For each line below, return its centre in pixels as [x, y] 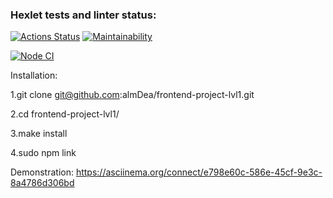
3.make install [39, 134]
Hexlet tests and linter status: [83, 15]
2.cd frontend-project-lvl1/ [65, 114]
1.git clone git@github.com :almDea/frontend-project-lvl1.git [132, 95]
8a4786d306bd [42, 183]
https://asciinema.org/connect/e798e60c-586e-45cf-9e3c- [199, 172]
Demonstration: [42, 172]
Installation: [34, 75]
